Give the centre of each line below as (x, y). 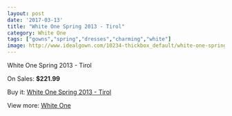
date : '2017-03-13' (35, 20)
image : (17, 46)
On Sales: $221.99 (34, 79)
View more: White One (39, 105)
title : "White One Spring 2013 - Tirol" (66, 26)
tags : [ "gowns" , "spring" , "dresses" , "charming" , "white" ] (89, 39)
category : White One (37, 33)
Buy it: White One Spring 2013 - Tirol (59, 92)
